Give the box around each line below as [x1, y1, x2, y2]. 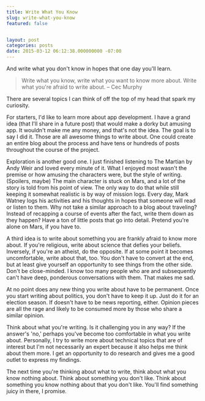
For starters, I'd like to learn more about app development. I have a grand [6, 114, 191, 121]
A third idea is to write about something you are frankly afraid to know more [6, 235, 197, 242]
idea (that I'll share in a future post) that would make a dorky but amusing [6, 120, 192, 127]
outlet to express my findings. [6, 356, 81, 363]
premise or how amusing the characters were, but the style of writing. [6, 171, 182, 178]
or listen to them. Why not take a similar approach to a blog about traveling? [6, 203, 197, 211]
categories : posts [6, 42, 53, 49]
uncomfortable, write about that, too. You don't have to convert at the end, [6, 255, 194, 261]
